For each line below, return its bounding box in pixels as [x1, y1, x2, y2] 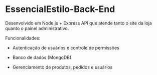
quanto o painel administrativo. [5, 25, 69, 31]
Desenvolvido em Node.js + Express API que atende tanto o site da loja [5, 20, 152, 26]
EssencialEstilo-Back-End [5, 3, 115, 15]
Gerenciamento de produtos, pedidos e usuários [12, 64, 113, 70]
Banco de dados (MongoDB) [12, 54, 72, 60]
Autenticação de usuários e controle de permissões [12, 44, 119, 50]
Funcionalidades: [5, 35, 41, 41]
